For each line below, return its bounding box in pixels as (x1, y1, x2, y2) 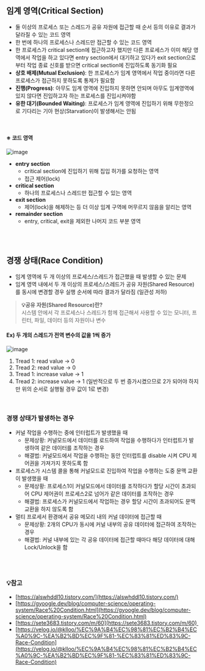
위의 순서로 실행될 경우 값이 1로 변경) (21, 385, 109, 393)
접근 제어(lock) (24, 175, 60, 182)
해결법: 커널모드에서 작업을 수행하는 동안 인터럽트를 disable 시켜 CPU (24, 452, 191, 459)
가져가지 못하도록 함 (40, 459, 88, 467)
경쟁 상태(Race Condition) (6, 256, 104, 266)
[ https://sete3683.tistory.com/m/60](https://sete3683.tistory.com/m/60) (15, 619, 197, 626)
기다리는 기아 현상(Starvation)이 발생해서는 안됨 (21, 107, 136, 114)
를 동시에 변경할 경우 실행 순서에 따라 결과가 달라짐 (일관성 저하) (15, 288, 168, 295)
